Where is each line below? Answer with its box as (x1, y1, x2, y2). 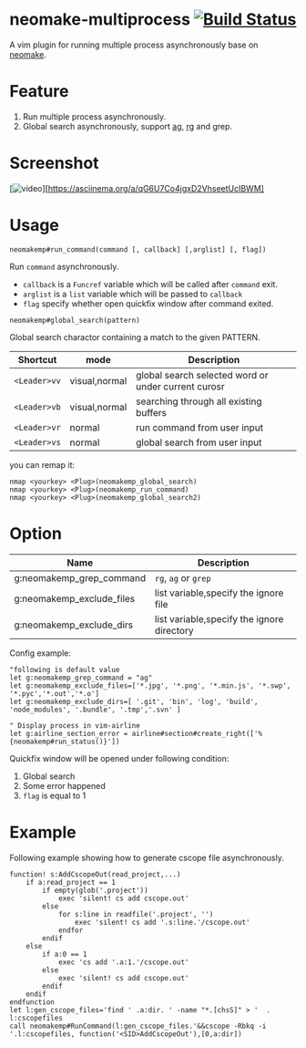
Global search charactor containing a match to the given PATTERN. (9, 331, 260, 342)
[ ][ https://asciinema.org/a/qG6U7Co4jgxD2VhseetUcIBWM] (9, 182, 264, 193)
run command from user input (135, 420, 264, 433)
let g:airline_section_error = (9, 729, 128, 738)
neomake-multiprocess (9, 9, 191, 30)
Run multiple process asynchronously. (22, 110, 167, 122)
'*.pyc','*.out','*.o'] (9, 689, 100, 698)
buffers (135, 406, 167, 419)
